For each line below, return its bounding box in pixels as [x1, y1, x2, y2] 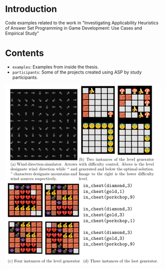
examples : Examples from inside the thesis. [12, 64, 99, 70]
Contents [5, 48, 44, 59]
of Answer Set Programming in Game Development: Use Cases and [5, 25, 142, 31]
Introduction [5, 3, 57, 15]
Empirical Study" [5, 30, 40, 36]
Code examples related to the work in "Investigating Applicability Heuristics [5, 20, 159, 26]
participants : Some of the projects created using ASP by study [12, 69, 142, 75]
